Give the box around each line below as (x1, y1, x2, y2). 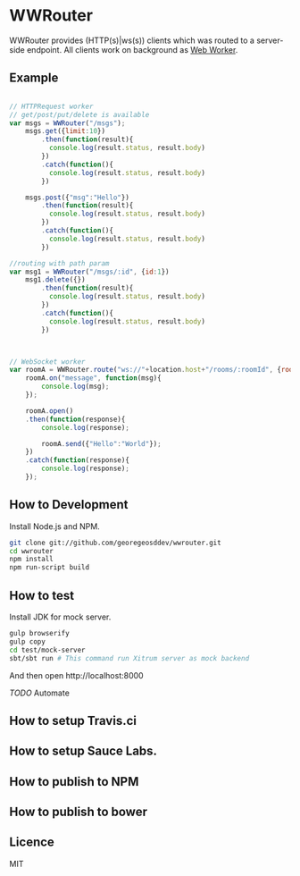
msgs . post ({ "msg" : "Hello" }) (25, 193, 129, 202)
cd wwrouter (9, 546, 54, 555)
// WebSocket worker (9, 357, 87, 366)
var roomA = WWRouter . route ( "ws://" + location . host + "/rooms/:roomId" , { (9, 366, 281, 375)
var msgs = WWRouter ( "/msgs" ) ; (9, 118, 126, 128)
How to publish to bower (9, 804, 147, 820)
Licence (9, 835, 55, 850)
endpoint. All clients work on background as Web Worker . (26, 44, 238, 55)
